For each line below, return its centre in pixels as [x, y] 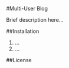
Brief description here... [35, 20]
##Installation [23, 31]
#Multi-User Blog [27, 8]
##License [19, 60]
